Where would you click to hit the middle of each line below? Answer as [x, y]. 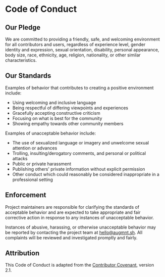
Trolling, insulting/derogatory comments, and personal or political [79, 153]
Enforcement [26, 195]
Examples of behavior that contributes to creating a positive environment [80, 88]
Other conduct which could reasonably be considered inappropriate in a [86, 174]
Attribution [22, 253]
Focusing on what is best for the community [57, 118]
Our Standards [28, 76]
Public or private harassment [42, 164]
